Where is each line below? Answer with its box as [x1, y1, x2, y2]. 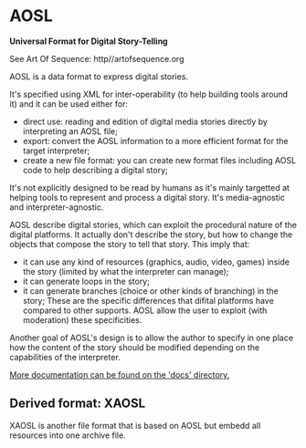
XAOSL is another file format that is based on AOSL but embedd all [9, 420, 261, 431]
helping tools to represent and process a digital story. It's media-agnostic [9, 192, 285, 203]
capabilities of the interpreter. [9, 351, 121, 362]
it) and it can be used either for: [9, 98, 129, 109]
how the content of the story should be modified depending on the [9, 341, 260, 352]
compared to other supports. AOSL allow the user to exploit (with [22, 305, 268, 316]
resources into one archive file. [9, 430, 126, 441]
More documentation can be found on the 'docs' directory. [9, 369, 230, 380]
